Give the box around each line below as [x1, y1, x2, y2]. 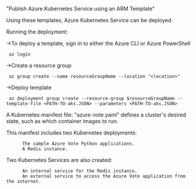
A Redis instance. [22, 146, 68, 152]
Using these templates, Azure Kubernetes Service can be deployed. [6, 17, 173, 23]
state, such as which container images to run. [6, 118, 118, 124]
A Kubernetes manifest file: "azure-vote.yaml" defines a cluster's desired [6, 111, 186, 118]
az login [8, 51, 31, 57]
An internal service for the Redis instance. [22, 168, 137, 174]
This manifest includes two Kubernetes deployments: [6, 129, 137, 136]
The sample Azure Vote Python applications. [22, 141, 135, 147]
